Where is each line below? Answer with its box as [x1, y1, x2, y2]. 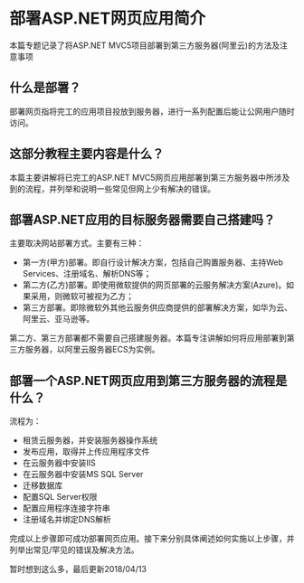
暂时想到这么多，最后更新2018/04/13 [9, 564, 147, 575]
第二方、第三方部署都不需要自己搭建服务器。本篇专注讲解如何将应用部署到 [9, 333, 287, 343]
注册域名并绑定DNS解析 [22, 514, 111, 525]
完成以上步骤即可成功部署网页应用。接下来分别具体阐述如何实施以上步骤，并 [9, 533, 295, 544]
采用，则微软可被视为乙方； [30, 291, 134, 302]
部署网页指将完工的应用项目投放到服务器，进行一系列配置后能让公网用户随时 [9, 106, 295, 117]
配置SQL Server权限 [22, 492, 98, 503]
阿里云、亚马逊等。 [22, 314, 95, 324]
